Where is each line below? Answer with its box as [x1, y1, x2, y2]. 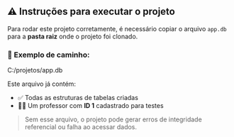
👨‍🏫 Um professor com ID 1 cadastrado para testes [17, 102, 165, 110]
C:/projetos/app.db [7, 66, 63, 75]
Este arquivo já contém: [7, 80, 77, 88]
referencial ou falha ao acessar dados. [24, 123, 137, 131]
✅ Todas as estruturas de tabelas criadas [17, 94, 138, 102]
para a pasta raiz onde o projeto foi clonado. [7, 32, 138, 40]
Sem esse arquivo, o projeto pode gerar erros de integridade [24, 115, 202, 124]
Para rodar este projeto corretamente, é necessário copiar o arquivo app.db [7, 24, 227, 33]
